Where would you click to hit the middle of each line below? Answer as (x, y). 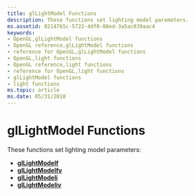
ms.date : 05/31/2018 (37, 97)
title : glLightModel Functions (52, 13)
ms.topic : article (33, 90)
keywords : (21, 33)
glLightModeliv (39, 185)
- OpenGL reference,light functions (60, 65)
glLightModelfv (40, 170)
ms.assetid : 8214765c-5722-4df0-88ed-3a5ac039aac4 (81, 26)
